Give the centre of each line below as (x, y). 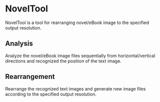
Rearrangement (30, 77)
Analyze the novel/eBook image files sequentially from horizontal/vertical (80, 55)
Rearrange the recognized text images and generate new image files (76, 88)
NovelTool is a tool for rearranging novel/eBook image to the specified (77, 22)
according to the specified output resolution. (51, 94)
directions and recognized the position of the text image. (63, 61)
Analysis (19, 44)
